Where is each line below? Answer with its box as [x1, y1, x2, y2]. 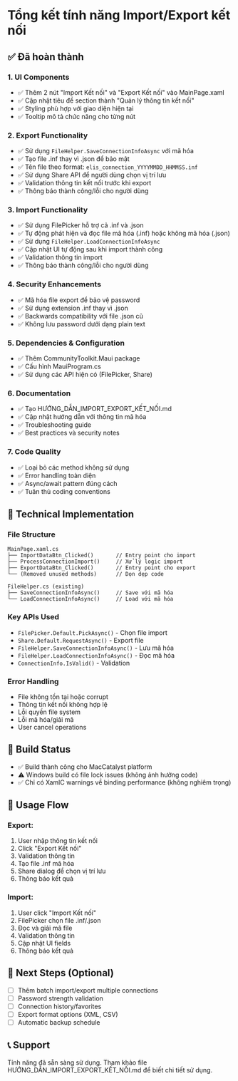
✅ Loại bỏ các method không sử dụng [17, 463, 130, 472]
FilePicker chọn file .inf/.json [17, 916, 101, 924]
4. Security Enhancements [7, 279, 102, 289]
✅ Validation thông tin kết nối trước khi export [17, 179, 152, 187]
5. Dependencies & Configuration [7, 338, 125, 348]
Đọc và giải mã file [17, 924, 73, 932]
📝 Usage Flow [7, 799, 69, 812]
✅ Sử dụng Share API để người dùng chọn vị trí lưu [17, 171, 167, 180]
